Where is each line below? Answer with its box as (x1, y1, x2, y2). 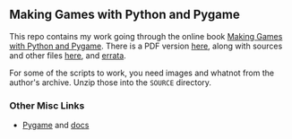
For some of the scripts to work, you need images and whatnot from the (9, 67, 275, 78)
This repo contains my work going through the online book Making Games (9, 30, 283, 41)
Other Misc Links (9, 99, 85, 111)
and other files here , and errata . (9, 49, 127, 61)
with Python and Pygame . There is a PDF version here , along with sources (9, 40, 283, 51)
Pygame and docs (21, 120, 90, 131)
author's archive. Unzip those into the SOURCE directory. (9, 76, 212, 88)
